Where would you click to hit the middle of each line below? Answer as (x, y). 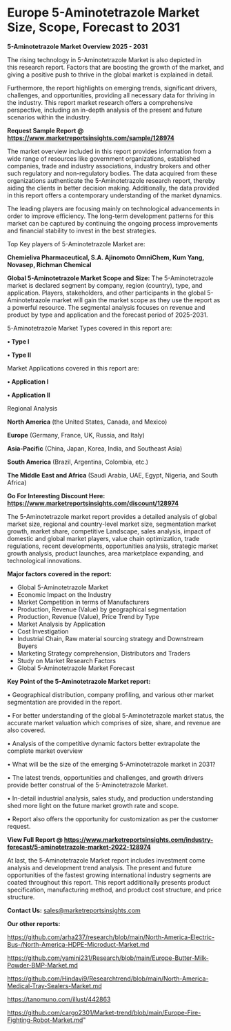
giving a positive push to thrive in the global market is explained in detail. (110, 75)
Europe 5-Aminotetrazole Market (103, 13)
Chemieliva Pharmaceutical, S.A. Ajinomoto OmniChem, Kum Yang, (106, 257)
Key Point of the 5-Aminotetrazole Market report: (79, 681)
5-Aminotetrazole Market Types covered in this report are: (90, 328)
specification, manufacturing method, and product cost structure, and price (114, 890)
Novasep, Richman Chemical (49, 264)
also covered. (27, 730)
